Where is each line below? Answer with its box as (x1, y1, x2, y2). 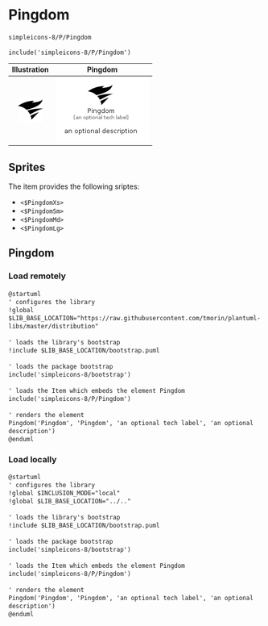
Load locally (8, 453, 57, 465)
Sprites (8, 160, 46, 174)
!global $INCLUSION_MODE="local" (8, 489, 121, 497)
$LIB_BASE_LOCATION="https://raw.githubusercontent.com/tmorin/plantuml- (8, 314, 262, 322)
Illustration (11, 65, 50, 74)
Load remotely (8, 270, 67, 282)
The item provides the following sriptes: (8, 182, 140, 191)
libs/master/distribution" (8, 322, 99, 330)
